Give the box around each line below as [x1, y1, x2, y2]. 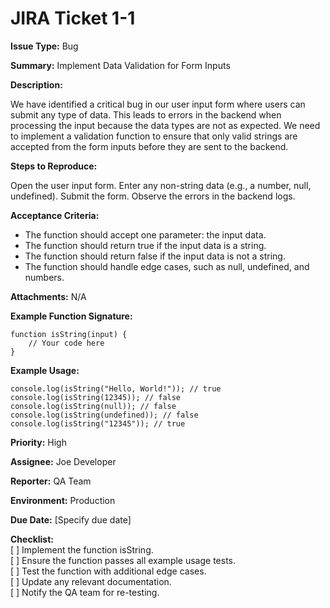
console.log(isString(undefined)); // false [10, 410, 199, 420]
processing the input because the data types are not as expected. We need [10, 119, 321, 131]
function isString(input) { [10, 329, 128, 339]
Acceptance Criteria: [10, 209, 100, 221]
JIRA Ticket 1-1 [10, 7, 136, 30]
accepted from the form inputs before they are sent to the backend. [10, 140, 289, 152]
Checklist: [10, 533, 55, 545]
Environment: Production [10, 494, 116, 506]
